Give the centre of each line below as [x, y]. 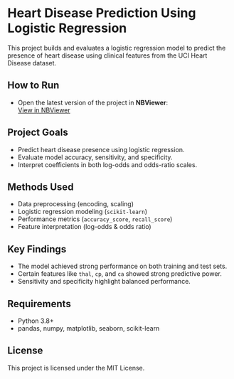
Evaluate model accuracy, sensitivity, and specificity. [95, 157]
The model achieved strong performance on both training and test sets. [122, 266]
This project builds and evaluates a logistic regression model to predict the [117, 48]
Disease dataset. [32, 63]
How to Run [33, 86]
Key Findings [37, 249]
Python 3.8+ [36, 321]
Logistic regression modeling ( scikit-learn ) [83, 212]
